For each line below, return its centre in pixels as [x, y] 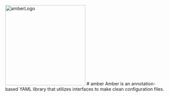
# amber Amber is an [108, 84]
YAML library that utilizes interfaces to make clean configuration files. [92, 89]
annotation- [143, 84]
